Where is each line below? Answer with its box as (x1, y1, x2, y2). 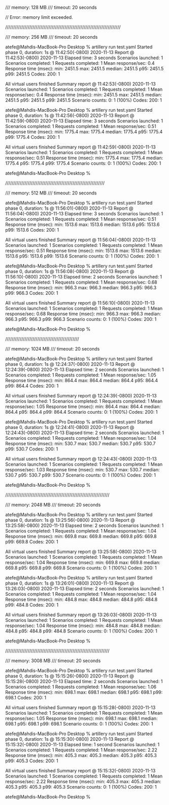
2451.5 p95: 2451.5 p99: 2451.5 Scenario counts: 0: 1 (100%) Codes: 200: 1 (5, 97, 162, 103)
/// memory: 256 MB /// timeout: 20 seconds (5, 34, 98, 40)
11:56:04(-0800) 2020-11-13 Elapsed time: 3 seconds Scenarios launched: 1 (5, 211, 163, 216)
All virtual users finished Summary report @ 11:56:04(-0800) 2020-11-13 (5, 237, 156, 243)
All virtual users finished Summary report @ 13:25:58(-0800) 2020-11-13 (5, 548, 157, 555)
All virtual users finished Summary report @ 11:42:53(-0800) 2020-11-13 (5, 81, 156, 87)
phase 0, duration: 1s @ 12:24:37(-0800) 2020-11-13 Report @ (5, 361, 136, 367)
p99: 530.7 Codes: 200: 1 (5, 446, 58, 452)
